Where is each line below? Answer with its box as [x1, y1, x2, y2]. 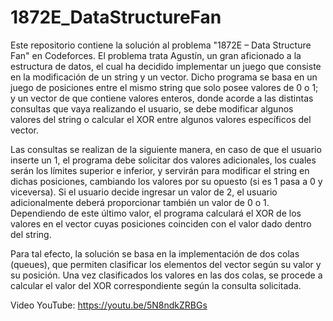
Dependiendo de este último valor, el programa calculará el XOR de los [10, 207, 302, 219]
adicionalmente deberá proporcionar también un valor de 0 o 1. [10, 196, 270, 208]
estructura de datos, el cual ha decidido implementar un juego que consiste [10, 60, 322, 72]
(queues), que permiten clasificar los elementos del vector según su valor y [10, 258, 322, 270]
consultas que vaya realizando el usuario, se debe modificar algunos [10, 102, 294, 115]
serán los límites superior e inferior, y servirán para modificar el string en [10, 164, 310, 176]
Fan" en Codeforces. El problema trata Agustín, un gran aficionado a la [10, 49, 302, 61]
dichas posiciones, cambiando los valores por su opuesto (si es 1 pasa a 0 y [10, 175, 323, 187]
